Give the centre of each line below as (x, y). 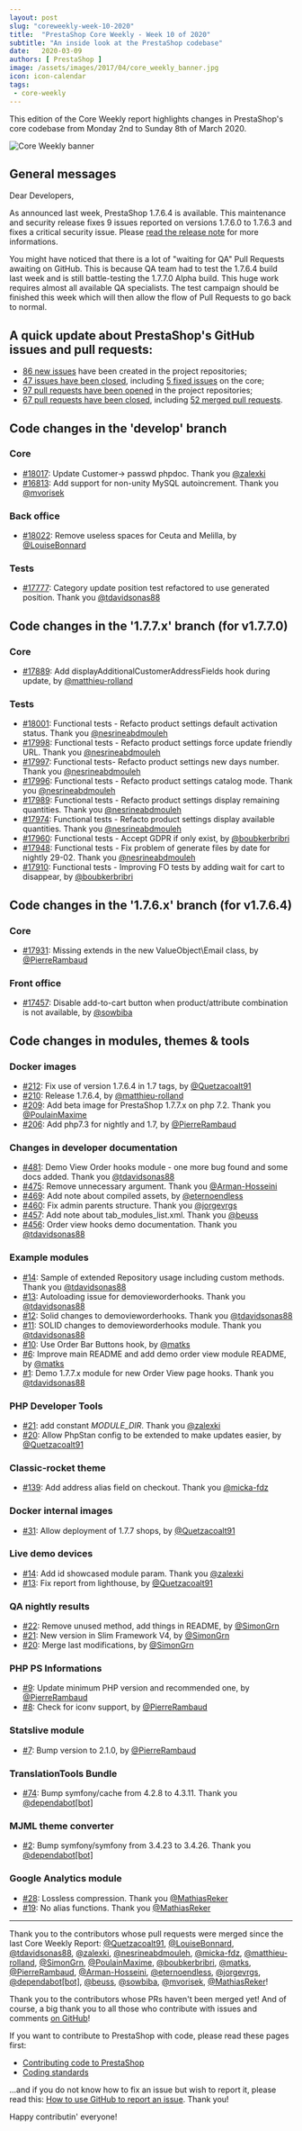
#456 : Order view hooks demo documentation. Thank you (129, 1225)
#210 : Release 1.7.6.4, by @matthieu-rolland (103, 1096)
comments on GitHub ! (50, 2018)
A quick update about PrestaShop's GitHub (132, 336)
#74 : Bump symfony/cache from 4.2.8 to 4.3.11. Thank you (130, 1793)
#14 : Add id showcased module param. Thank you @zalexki (133, 1573)
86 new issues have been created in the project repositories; (134, 371)
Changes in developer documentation (93, 1147)
